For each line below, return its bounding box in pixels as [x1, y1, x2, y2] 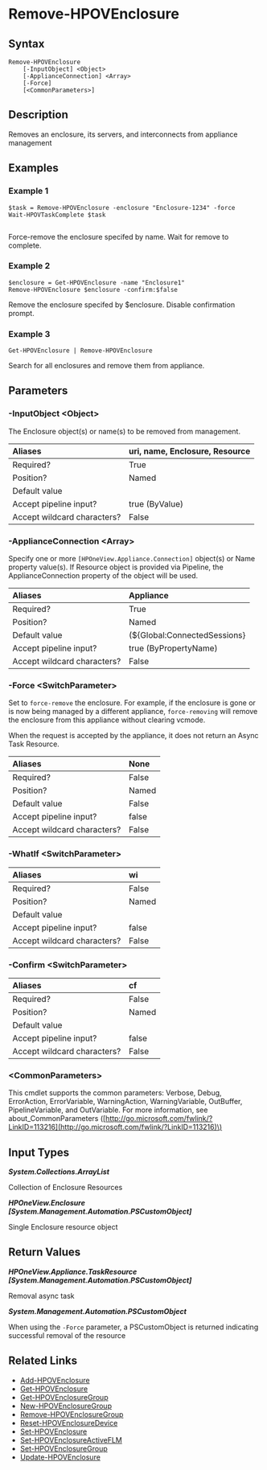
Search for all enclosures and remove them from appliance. [8, 361, 205, 371]
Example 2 [8, 261, 51, 272]
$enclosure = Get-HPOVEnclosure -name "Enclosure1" [8, 278, 185, 286]
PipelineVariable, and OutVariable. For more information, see [8, 1105, 208, 1115]
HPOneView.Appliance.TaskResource [8, 1267, 138, 1276]
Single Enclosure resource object [8, 1222, 118, 1232]
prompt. [8, 308, 35, 318]
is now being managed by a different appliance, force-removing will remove [8, 707, 258, 717]
